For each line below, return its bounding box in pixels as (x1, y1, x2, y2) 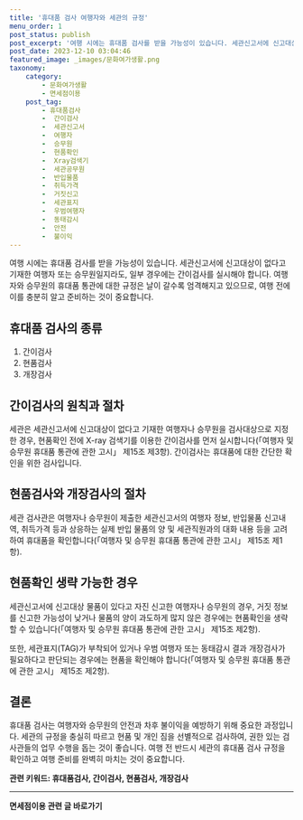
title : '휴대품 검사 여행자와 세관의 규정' (9, 13, 149, 23)
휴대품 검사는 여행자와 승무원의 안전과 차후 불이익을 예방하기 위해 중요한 (9, 720, 262, 730)
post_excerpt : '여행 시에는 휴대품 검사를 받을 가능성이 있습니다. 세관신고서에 (9, 38, 270, 48)
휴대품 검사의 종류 (9, 320, 103, 335)
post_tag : (25, 97, 63, 107)
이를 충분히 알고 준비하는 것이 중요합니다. (9, 291, 154, 303)
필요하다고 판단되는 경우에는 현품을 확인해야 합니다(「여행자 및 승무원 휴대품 (9, 654, 274, 664)
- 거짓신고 (41, 190, 79, 199)
